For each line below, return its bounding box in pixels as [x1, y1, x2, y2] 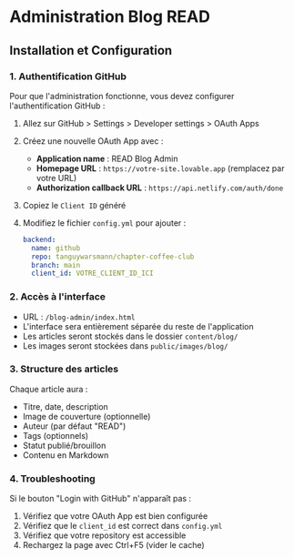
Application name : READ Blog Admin [35, 153, 178, 164]
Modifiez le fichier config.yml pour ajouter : [22, 217, 187, 229]
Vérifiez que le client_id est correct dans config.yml [22, 521, 223, 532]
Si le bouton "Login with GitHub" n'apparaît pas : [9, 493, 192, 504]
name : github [31, 243, 81, 252]
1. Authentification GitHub [9, 70, 127, 83]
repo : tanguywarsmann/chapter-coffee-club [31, 252, 195, 261]
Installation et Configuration [9, 43, 173, 58]
